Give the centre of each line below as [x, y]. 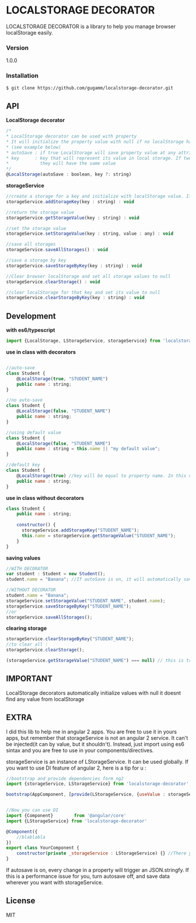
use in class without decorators [45, 497]
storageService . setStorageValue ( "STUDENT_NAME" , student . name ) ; [86, 601]
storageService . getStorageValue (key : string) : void [73, 218]
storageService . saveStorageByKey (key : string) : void [74, 266]
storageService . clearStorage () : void [53, 282]
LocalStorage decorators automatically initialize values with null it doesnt [94, 693]
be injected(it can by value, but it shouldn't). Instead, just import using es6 [95, 744]
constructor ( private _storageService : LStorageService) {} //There [101, 853]
